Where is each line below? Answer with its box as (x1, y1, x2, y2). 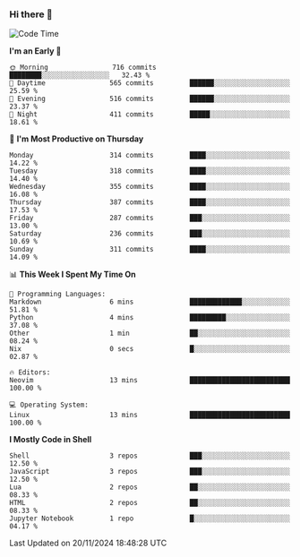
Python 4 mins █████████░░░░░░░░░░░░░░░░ (9, 313, 291, 322)
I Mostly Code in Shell (9, 434, 92, 445)
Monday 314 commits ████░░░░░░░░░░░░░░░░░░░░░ (9, 151, 291, 160)
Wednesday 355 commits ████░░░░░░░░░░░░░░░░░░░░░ (9, 183, 291, 192)
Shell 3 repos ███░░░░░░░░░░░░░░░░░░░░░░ (9, 451, 291, 460)
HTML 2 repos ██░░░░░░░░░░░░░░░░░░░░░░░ (9, 499, 291, 508)
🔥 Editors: (9, 368, 51, 377)
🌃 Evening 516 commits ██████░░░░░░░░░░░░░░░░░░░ (9, 94, 291, 104)
